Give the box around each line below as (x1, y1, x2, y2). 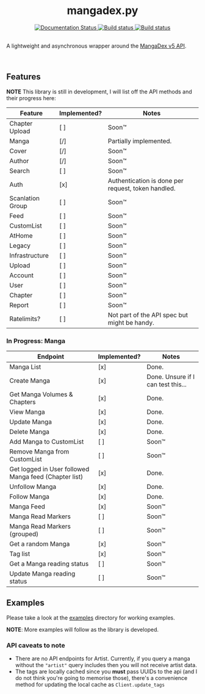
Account (9, 271, 34, 280)
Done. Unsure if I (146, 373, 195, 381)
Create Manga (9, 377, 51, 385)
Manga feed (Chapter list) (9, 472, 84, 481)
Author (9, 156, 29, 165)
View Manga (9, 408, 46, 416)
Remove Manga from (9, 447, 70, 456)
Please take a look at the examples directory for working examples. (6, 614, 175, 621)
